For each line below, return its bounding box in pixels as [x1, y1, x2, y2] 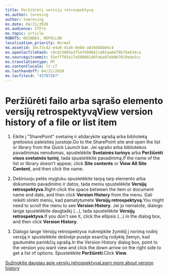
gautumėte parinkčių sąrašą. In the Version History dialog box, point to [12, 239, 158, 245]
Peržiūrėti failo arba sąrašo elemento [5, 95, 163, 107]
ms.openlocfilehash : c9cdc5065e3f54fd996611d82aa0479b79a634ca [5, 50, 141, 55]
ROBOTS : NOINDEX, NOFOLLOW [5, 36, 62, 41]
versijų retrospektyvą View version [5, 106, 153, 117]
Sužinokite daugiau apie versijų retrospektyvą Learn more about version [5, 259, 154, 266]
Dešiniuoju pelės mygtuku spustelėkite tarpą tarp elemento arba [12, 175, 146, 181]
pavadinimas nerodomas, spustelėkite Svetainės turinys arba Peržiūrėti [12, 149, 163, 155]
